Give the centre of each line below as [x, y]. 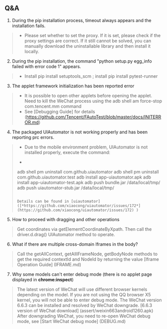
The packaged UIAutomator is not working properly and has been [80, 132]
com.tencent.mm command [53, 106]
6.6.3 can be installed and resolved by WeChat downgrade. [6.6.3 [85, 305]
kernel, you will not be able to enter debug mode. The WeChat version [89, 300]
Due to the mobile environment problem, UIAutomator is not [86, 147]
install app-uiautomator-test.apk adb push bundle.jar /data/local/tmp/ [89, 182]
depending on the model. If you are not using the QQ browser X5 [84, 294]
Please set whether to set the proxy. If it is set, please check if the [93, 35]
